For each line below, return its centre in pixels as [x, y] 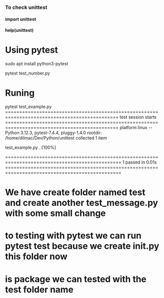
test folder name [39, 289]
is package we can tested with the [76, 279]
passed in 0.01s [141, 162]
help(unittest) [19, 30]
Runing [20, 93]
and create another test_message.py [82, 203]
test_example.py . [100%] [31, 147]
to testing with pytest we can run [73, 236]
